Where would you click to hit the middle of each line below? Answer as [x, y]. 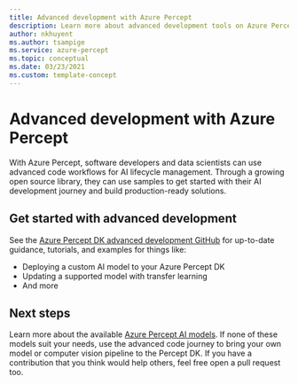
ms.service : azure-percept [59, 51]
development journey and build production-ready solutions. [118, 191]
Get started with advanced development [123, 219]
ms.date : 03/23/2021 [47, 67]
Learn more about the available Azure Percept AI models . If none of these [143, 334]
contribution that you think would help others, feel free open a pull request [145, 363]
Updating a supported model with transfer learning [115, 276]
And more [40, 286]
